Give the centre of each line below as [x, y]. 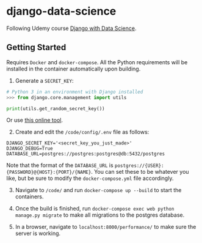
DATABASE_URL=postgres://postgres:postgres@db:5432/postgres [86, 154]
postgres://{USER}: [139, 166]
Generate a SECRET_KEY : [44, 80]
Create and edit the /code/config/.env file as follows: [82, 132]
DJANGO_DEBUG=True [30, 149]
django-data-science [61, 11]
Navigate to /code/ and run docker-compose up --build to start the [98, 190]
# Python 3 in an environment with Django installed [75, 92]
